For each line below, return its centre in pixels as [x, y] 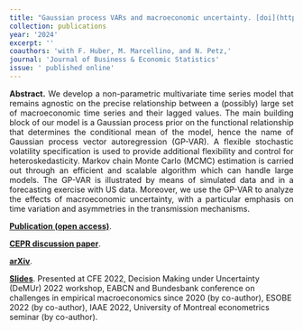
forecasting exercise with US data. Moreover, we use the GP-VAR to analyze [151, 189]
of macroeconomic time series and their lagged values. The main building [151, 113]
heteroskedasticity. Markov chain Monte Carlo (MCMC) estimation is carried [151, 161]
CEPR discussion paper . [55, 244]
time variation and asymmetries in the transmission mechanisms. [130, 208]
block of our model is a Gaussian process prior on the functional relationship [151, 122]
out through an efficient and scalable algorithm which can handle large [151, 170]
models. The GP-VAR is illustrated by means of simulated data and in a [151, 179]
